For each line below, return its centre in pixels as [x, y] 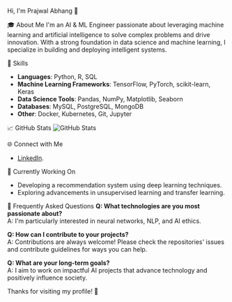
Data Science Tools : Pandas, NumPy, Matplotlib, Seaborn [100, 99]
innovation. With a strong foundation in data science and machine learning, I [116, 42]
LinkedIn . [30, 158]
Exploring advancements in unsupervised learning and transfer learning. [121, 193]
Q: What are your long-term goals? [59, 263]
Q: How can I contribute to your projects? [68, 235]
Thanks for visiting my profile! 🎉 [53, 291]
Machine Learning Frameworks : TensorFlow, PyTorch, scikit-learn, [114, 84]
